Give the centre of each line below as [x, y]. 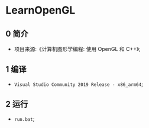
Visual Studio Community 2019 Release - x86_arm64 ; [78, 84]
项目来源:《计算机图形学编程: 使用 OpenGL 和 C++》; [77, 49]
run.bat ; [24, 119]
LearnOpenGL [41, 10]
